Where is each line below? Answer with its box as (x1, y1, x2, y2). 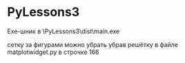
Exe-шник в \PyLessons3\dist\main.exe (7, 27, 120, 35)
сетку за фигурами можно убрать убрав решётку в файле (7, 40, 178, 48)
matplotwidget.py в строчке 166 (7, 48, 99, 56)
